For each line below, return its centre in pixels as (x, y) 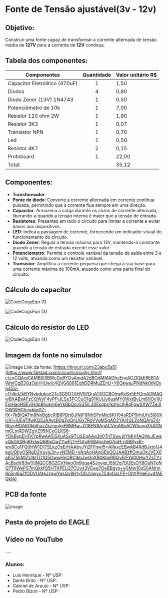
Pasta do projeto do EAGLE (47, 522)
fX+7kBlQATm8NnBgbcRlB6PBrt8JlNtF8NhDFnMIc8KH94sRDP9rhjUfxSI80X (84, 415)
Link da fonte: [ (39, 367)
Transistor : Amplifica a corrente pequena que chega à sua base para (84, 263)
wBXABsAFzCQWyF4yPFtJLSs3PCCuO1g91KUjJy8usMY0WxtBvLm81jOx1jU (84, 399)
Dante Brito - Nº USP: (35, 580)
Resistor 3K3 (23, 124)
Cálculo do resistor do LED (47, 327)
